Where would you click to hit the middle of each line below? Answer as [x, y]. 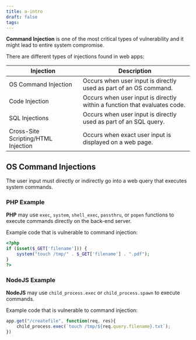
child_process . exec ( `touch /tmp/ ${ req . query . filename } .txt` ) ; [94, 327]
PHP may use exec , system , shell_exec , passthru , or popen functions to [90, 215]
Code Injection [29, 101]
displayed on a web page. [118, 142]
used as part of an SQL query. [124, 122]
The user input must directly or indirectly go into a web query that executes [97, 181]
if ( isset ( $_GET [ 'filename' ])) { [47, 249]
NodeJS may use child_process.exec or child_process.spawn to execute [93, 293]
